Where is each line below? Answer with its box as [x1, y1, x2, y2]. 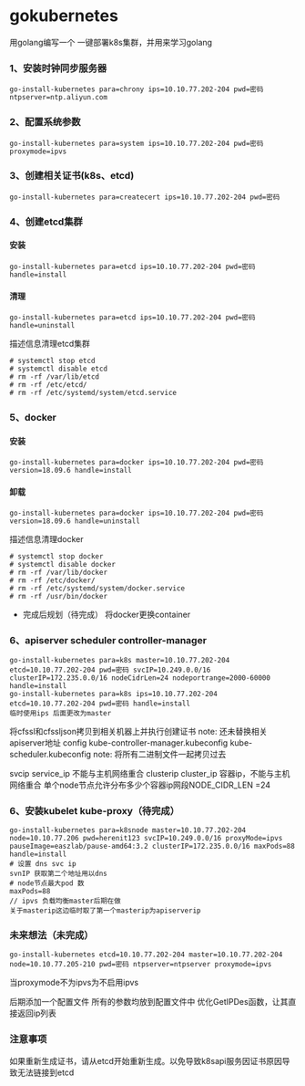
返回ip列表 [16, 1008, 56, 1018]
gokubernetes [9, 5, 118, 26]
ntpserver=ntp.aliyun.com [9, 93, 107, 102]
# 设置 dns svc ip [9, 860, 76, 869]
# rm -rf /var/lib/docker [9, 568, 107, 578]
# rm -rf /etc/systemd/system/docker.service [9, 584, 185, 593]
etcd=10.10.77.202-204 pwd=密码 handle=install [9, 699, 191, 708]
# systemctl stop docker [9, 552, 104, 561]
